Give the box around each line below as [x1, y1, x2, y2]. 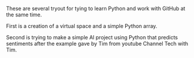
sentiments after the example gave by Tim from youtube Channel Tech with [6, 40, 188, 47]
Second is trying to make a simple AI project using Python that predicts [6, 34, 178, 40]
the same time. [6, 11, 42, 18]
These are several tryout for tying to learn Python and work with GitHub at [6, 5, 186, 12]
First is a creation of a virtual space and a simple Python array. [6, 23, 158, 29]
